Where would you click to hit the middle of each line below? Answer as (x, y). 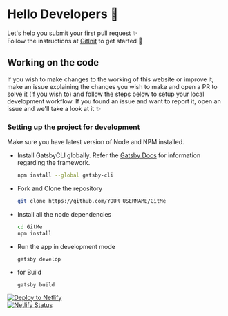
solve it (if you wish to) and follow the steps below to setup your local (106, 94)
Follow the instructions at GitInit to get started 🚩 (75, 41)
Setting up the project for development (74, 127)
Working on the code (53, 62)
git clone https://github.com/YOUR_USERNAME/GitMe (92, 201)
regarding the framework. (54, 163)
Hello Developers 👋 (63, 14)
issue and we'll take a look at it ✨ (54, 108)
